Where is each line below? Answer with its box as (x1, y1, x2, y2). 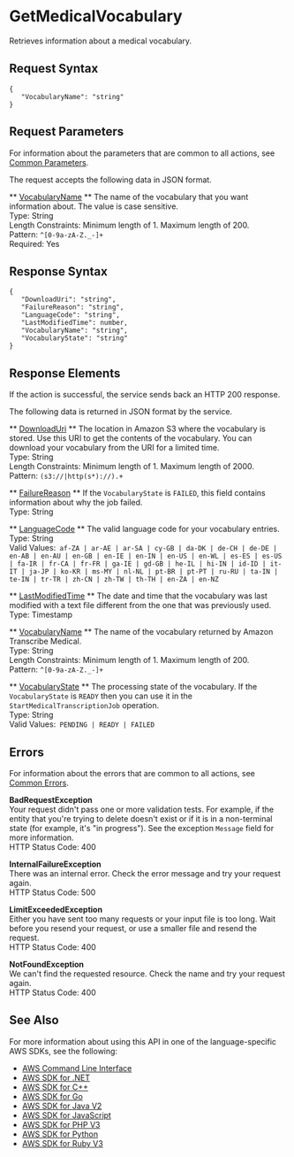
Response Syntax (9, 264, 108, 279)
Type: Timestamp (9, 609, 73, 621)
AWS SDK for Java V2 (21, 1100, 102, 1111)
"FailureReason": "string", (20, 303, 124, 312)
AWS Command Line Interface (21, 1062, 132, 1073)
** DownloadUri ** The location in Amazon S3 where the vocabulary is (9, 423, 267, 435)
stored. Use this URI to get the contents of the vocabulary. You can (9, 433, 253, 444)
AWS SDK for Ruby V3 (21, 1138, 103, 1148)
